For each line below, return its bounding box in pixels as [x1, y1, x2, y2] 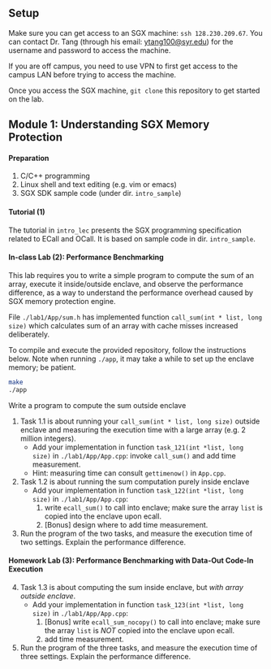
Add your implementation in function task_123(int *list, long [32, 599, 244, 609]
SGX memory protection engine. [8, 296, 116, 306]
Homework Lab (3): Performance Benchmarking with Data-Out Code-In [8, 556, 254, 566]
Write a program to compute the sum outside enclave [8, 400, 187, 410]
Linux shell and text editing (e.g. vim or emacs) [19, 180, 177, 189]
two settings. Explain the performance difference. [19, 537, 187, 547]
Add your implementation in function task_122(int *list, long [32, 485, 244, 495]
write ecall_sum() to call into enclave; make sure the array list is [44, 502, 264, 512]
